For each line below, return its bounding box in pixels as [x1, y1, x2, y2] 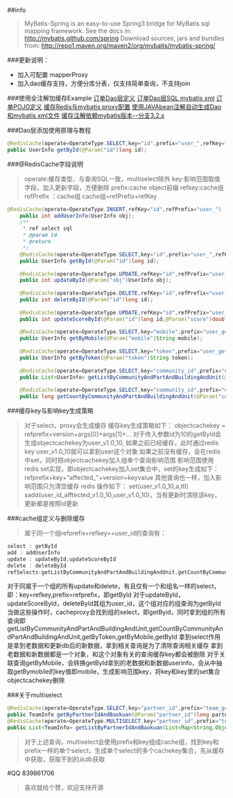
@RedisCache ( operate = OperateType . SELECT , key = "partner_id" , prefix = [7, 705, 203, 712]
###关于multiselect [7, 691, 62, 699]
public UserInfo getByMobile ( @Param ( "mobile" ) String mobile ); [19, 335, 203, 342]
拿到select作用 [178, 633, 221, 641]
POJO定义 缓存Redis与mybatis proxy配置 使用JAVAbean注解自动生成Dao [12, 103, 222, 110]
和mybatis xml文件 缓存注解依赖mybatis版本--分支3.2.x [7, 111, 165, 119]
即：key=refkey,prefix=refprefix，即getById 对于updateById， [7, 590, 184, 599]
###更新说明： [7, 56, 50, 64]
